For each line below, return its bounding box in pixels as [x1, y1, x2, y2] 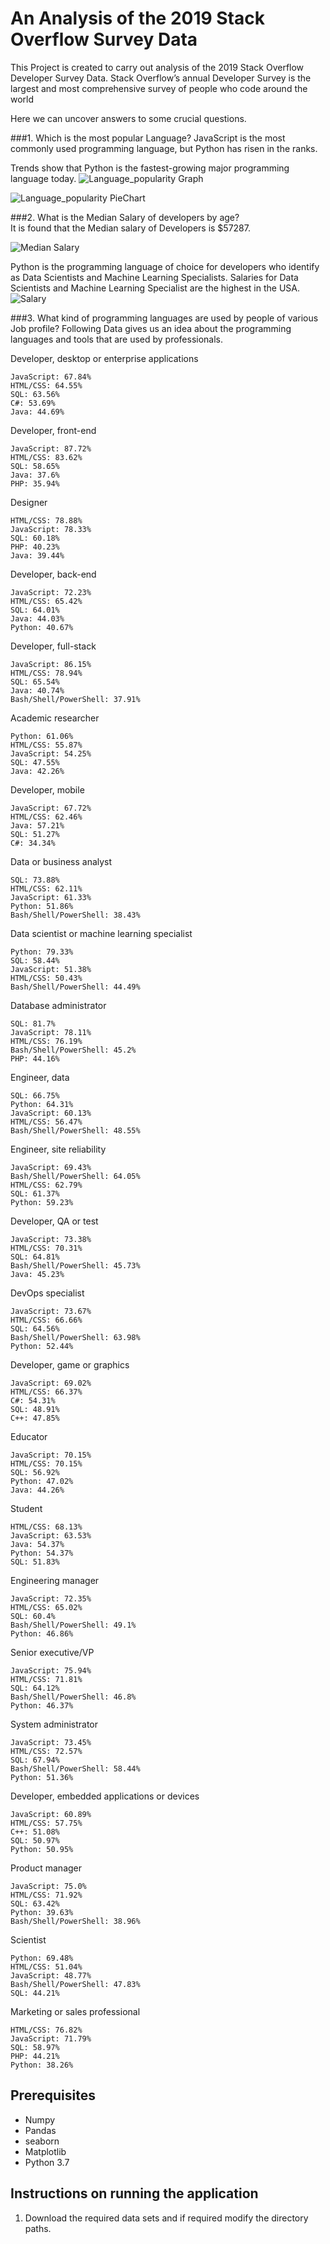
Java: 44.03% [10, 613, 65, 624]
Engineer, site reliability [10, 1143, 107, 1155]
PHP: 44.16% [10, 1053, 60, 1064]
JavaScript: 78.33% [10, 524, 92, 534]
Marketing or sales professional [10, 2005, 141, 2017]
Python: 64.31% [10, 1099, 74, 1109]
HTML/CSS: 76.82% [10, 2025, 83, 2035]
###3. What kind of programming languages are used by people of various [10, 312, 319, 324]
